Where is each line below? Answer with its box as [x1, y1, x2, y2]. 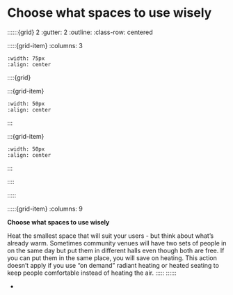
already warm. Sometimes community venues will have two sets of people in [7, 239, 227, 247]
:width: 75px [7, 54, 45, 62]
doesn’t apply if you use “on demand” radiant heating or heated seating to [7, 261, 219, 269]
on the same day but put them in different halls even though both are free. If [7, 246, 225, 255]
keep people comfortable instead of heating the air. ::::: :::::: [7, 268, 177, 277]
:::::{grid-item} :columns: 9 [7, 204, 83, 213]
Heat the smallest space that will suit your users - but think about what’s [7, 232, 214, 240]
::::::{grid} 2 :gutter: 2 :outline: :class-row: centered [7, 28, 153, 36]
